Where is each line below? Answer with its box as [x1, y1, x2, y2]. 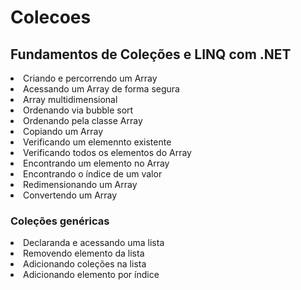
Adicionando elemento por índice [23, 269, 160, 281]
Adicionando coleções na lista [23, 258, 147, 270]
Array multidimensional [23, 94, 118, 105]
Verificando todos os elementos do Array [23, 147, 192, 158]
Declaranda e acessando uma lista [23, 237, 165, 249]
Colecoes [10, 6, 92, 29]
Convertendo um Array [23, 189, 118, 201]
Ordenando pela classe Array [23, 115, 143, 126]
